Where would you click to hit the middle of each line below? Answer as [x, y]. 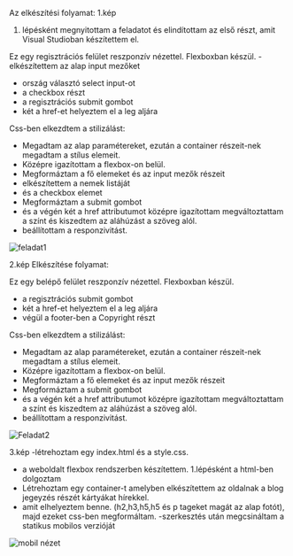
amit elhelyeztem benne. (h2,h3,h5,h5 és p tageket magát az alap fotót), [153, 507]
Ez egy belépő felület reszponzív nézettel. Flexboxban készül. [122, 282]
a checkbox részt [54, 93]
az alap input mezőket [100, 66]
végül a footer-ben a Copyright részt [89, 317]
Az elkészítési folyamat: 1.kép [63, 13]
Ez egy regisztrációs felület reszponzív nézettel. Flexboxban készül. [133, 56]
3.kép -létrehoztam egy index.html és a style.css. [99, 452]
